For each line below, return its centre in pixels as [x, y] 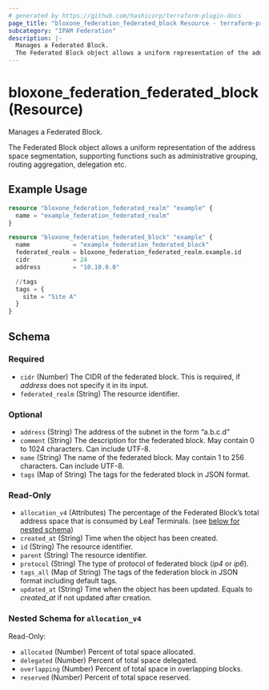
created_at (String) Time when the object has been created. [119, 539]
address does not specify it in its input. [84, 385]
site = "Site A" [50, 297]
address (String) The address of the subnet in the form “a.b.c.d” [125, 432]
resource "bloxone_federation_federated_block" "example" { [111, 237]
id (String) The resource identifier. [76, 547]
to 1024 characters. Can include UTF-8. [85, 449]
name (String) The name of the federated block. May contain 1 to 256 [132, 458]
